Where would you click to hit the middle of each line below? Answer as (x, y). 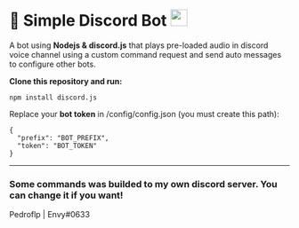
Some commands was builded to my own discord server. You (143, 184)
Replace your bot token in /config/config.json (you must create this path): (145, 114)
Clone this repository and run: (66, 81)
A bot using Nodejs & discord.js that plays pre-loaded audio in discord (139, 45)
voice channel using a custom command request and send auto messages (145, 54)
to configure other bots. (53, 64)
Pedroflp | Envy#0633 (50, 215)
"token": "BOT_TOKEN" (57, 145)
